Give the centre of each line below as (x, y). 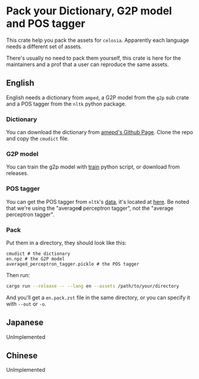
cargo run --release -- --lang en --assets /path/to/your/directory (93, 286)
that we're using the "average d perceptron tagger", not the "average (90, 208)
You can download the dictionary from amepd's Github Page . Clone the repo (99, 132)
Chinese (22, 356)
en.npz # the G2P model (36, 259)
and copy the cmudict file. (38, 139)
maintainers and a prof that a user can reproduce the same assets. (88, 64)
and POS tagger (46, 24)
